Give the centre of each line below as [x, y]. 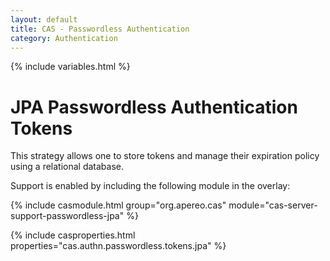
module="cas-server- [273, 205]
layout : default [44, 19]
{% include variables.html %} [70, 67]
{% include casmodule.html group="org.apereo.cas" [118, 205]
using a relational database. [67, 167]
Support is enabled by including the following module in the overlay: [150, 186]
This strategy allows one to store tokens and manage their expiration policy [165, 156]
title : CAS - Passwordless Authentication [100, 29]
